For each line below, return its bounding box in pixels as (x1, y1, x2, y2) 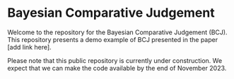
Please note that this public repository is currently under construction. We (7, 56, 223, 64)
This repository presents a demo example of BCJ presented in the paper (7, 35, 218, 43)
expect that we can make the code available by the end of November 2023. (7, 64, 227, 72)
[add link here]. (7, 43, 52, 51)
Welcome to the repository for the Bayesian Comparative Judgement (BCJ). (7, 28, 228, 36)
